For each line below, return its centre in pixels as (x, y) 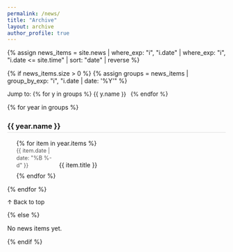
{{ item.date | (33, 151)
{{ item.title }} (78, 165)
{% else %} (24, 215)
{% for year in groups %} (43, 108)
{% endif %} (25, 242)
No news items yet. (35, 228)
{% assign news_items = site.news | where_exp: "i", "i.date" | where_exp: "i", (116, 53)
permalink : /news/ (34, 14)
